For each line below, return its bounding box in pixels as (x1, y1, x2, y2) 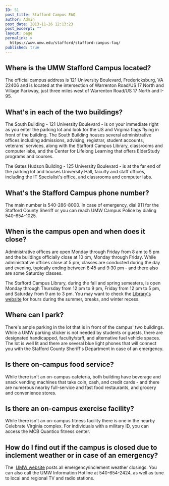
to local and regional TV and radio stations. (5, 475, 95, 481)
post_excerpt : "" (5, 26, 42, 31)
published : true (5, 45, 39, 50)
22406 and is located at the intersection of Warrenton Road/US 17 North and (5, 82, 164, 88)
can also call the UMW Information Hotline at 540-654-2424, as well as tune (5, 470, 164, 476)
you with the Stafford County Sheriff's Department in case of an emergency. (5, 346, 164, 352)
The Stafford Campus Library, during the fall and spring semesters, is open (5, 280, 161, 286)
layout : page (5, 31, 33, 36)
